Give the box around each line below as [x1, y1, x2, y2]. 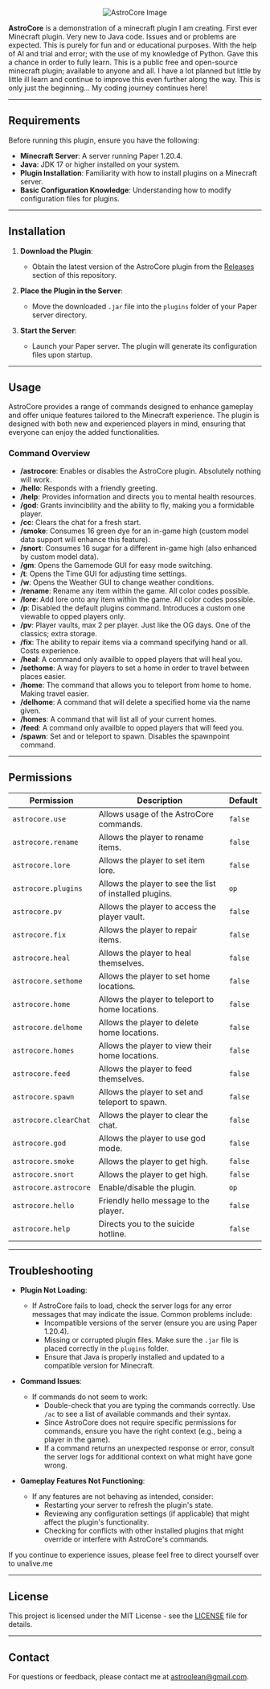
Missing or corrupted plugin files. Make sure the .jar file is [43, 1335, 239, 1345]
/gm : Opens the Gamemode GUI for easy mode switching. [19, 560, 213, 569]
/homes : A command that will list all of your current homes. [19, 714, 217, 724]
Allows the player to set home [98, 971, 211, 982]
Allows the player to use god [98, 1132, 207, 1144]
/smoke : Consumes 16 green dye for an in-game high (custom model [19, 526, 249, 536]
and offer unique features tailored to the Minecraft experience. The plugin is [8, 411, 260, 420]
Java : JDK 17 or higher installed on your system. [19, 159, 181, 169]
